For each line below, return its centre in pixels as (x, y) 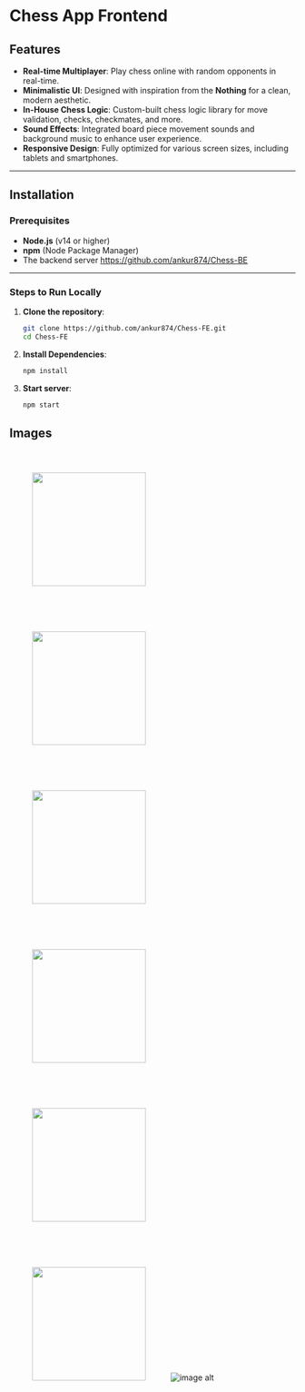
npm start (41, 405)
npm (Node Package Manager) (80, 250)
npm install (45, 370)
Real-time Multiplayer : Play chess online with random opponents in (149, 71)
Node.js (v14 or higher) (66, 241)
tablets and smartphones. (70, 158)
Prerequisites (39, 221)
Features (35, 49)
